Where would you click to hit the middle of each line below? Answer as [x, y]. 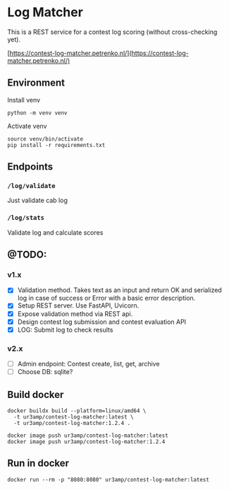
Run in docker [38, 463]
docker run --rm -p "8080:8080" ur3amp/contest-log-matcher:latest [109, 479]
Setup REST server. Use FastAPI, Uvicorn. [78, 305]
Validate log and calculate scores [55, 232]
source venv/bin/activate [45, 139]
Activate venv [27, 126]
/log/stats [26, 218]
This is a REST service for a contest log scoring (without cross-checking [112, 32]
